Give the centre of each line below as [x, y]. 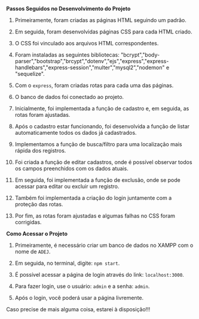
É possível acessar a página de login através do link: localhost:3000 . [99, 275]
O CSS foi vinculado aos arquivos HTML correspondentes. [87, 43]
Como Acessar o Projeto [37, 234]
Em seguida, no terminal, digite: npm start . [67, 263]
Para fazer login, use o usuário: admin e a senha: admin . [82, 286]
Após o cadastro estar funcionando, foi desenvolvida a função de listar [102, 126]
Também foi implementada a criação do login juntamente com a [93, 198]
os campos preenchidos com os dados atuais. [71, 168]
